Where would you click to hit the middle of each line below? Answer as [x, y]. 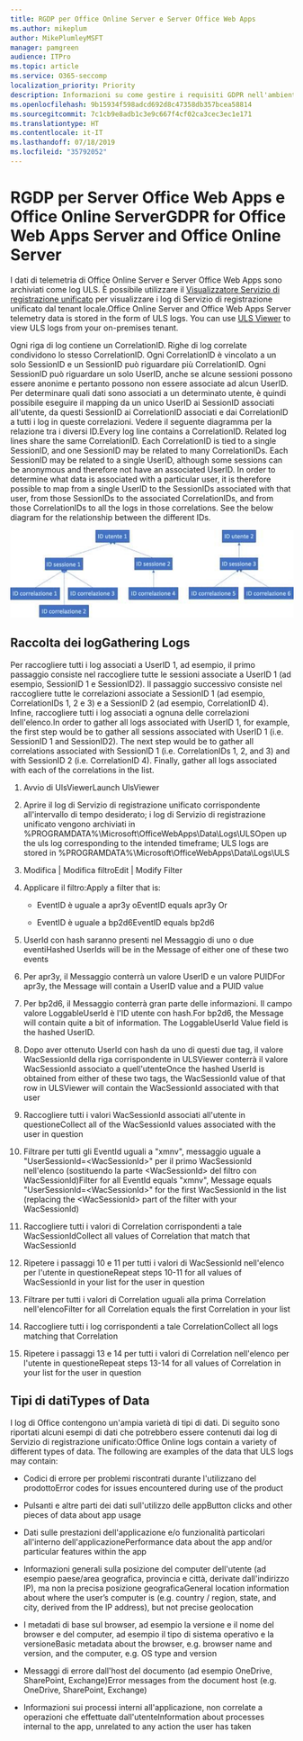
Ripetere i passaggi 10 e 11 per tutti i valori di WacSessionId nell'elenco [154, 1263]
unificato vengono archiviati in [79, 824]
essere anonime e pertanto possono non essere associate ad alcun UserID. [149, 383]
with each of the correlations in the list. [83, 770]
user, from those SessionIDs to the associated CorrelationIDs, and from [142, 498]
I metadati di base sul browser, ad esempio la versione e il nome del [149, 1624]
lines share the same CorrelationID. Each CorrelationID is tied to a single [143, 440]
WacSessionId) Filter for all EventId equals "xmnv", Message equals [147, 1180]
